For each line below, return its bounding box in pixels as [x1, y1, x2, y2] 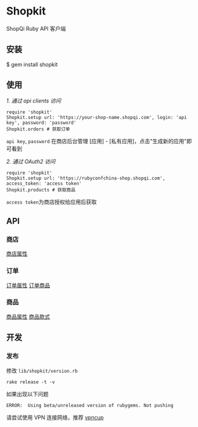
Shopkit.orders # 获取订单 [6, 126, 70, 132]
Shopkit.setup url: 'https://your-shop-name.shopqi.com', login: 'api [6, 114, 187, 120]
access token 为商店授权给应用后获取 [6, 198, 97, 205]
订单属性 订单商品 [6, 281, 50, 289]
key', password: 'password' [6, 120, 77, 126]
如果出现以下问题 [6, 390, 49, 397]
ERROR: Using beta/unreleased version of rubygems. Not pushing [6, 402, 173, 408]
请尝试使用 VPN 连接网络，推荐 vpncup [6, 414, 104, 421]
